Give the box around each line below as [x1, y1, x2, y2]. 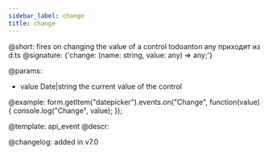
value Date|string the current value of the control [19, 82, 183, 91]
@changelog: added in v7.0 [8, 136, 99, 146]
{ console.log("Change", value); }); [8, 106, 123, 115]
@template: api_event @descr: [8, 121, 110, 131]
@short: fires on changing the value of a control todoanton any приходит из [8, 41, 261, 51]
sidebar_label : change [8, 11, 85, 20]
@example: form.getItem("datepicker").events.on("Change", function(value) [8, 97, 260, 107]
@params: [8, 65, 43, 75]
